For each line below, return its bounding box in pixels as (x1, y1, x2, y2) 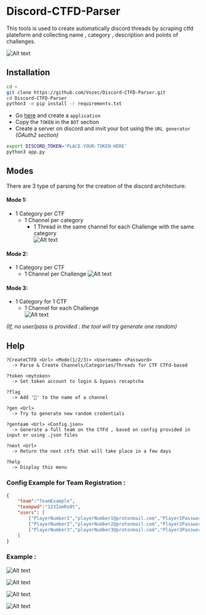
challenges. (6, 37, 36, 45)
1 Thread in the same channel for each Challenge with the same (33, 223, 194, 231)
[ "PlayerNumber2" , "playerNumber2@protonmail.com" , (28, 520, 161, 527)
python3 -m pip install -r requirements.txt (6, 101, 122, 107)
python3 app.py (6, 149, 45, 155)
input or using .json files (6, 432, 78, 438)
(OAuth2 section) (15, 131, 59, 139)
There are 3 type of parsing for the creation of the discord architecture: (6, 182, 186, 190)
